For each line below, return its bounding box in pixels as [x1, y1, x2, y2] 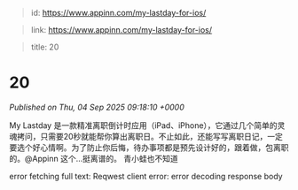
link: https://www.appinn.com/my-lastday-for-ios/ [30, 25, 213, 34]
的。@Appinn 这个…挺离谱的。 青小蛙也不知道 [9, 153, 179, 163]
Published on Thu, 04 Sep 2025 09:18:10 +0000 [9, 102, 184, 112]
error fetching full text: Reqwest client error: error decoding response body [9, 171, 283, 181]
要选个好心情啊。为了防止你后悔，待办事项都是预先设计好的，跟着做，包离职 [9, 141, 289, 153]
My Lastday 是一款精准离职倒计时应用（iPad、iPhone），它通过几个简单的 [9, 119, 278, 131]
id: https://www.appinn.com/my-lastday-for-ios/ [30, 8, 207, 18]
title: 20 [30, 42, 59, 52]
